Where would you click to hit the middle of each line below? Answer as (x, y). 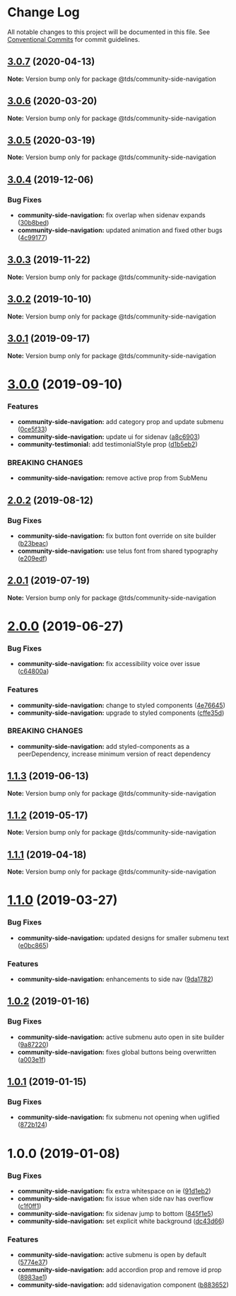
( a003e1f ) (31, 1060)
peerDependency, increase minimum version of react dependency (114, 754)
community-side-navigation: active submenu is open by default (112, 1255)
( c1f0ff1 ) (29, 1206)
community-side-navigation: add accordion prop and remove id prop (119, 1270)
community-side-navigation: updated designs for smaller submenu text (123, 938)
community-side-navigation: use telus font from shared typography (118, 551)
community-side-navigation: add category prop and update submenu (120, 421)
